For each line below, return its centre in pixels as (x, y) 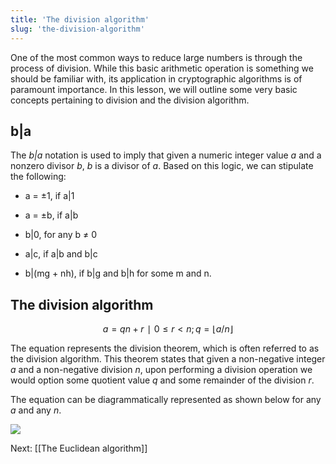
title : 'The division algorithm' (80, 19)
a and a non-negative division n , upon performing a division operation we (161, 370)
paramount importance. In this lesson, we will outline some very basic (154, 89)
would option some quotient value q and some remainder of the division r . (162, 380)
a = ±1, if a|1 (49, 196)
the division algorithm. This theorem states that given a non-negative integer (168, 359)
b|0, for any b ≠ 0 (61, 235)
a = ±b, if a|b (51, 215)
